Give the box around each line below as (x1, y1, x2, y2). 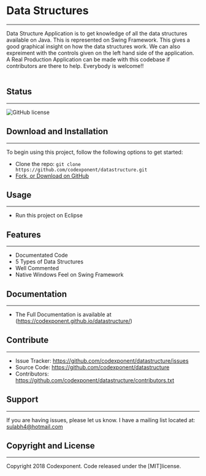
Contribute (6, 335, 49, 346)
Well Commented (15, 265, 59, 272)
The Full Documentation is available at (15, 311, 112, 318)
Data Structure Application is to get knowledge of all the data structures (6, 29, 188, 37)
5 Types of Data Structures (15, 258, 84, 265)
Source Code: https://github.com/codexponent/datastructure (15, 363, 170, 371)
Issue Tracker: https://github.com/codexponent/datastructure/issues (15, 357, 189, 365)
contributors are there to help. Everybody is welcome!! (6, 62, 144, 69)
